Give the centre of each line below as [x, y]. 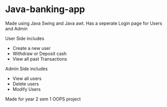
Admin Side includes [26, 69]
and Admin [16, 28]
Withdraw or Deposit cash [39, 54]
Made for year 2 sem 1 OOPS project [43, 99]
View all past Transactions [40, 59]
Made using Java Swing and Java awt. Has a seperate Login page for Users [84, 23]
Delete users [26, 84]
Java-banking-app [45, 9]
